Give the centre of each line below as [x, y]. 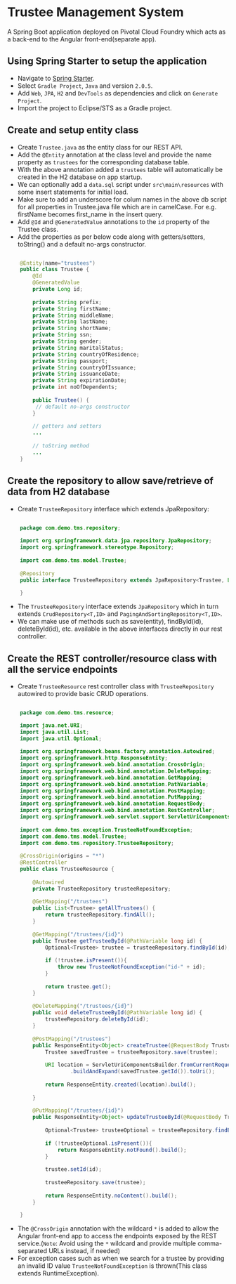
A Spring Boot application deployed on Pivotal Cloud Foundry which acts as [117, 32]
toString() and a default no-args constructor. [81, 244]
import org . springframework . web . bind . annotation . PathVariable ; [114, 784]
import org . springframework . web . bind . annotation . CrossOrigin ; [113, 765]
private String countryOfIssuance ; [85, 367]
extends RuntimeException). [58, 1273]
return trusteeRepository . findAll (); [100, 915]
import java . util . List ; [55, 732]
